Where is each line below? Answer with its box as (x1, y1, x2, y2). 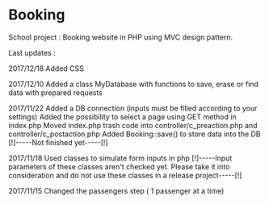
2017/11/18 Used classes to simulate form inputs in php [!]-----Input (8, 153, 233, 163)
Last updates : (8, 48, 56, 57)
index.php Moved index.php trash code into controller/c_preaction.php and (8, 120, 258, 130)
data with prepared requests (8, 87, 103, 98)
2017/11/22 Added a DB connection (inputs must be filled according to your (8, 103, 258, 113)
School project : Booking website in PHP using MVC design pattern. (8, 32, 233, 42)
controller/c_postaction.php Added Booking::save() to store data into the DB (8, 129, 261, 139)
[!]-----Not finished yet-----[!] (8, 137, 108, 147)
